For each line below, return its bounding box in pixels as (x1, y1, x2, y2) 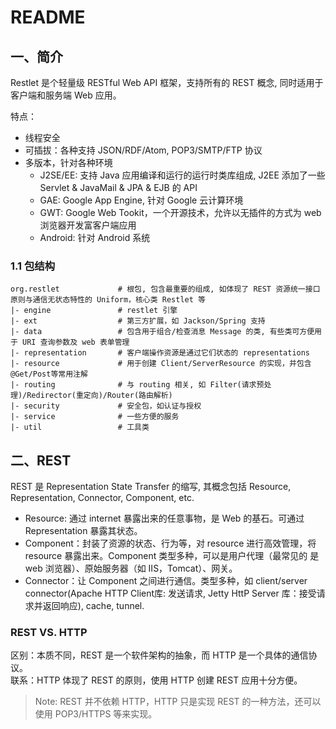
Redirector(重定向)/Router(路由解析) (26, 391, 173, 401)
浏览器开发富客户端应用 (39, 219, 137, 231)
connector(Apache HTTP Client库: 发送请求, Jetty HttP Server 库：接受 (24, 587, 317, 600)
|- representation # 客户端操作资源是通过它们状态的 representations (10, 348, 311, 358)
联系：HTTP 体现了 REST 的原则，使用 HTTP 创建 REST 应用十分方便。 (10, 674, 303, 686)
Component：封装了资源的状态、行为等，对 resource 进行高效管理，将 (24, 537, 317, 550)
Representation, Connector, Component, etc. (10, 492, 195, 504)
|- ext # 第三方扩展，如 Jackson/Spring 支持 (10, 316, 266, 326)
